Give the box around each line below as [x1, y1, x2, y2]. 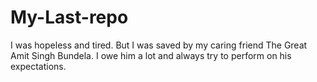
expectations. [10, 60, 67, 72]
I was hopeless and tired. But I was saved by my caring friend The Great [10, 39, 308, 51]
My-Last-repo [10, 6, 129, 29]
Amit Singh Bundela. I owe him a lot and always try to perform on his [10, 49, 292, 61]
